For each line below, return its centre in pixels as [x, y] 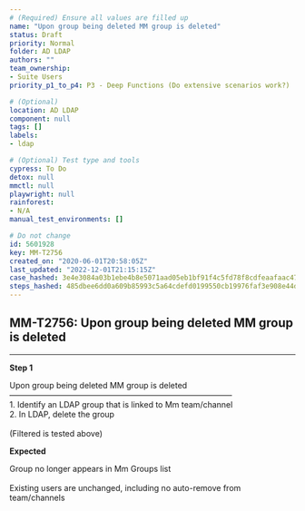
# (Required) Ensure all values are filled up [99, 18]
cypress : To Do [38, 169]
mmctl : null [32, 186]
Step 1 [21, 368]
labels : [24, 136]
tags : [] [26, 127]
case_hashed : [34, 278]
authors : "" [32, 60]
